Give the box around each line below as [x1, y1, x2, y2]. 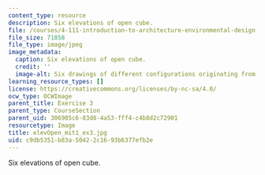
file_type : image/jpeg [8, 41, 83, 49]
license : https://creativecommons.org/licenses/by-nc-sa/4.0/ [8, 84, 217, 93]
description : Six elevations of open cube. [8, 19, 154, 27]
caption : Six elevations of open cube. [15, 56, 147, 64]
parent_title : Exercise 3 [8, 99, 93, 107]
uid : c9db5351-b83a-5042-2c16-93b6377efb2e [8, 136, 154, 144]
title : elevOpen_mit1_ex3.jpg [8, 128, 108, 136]
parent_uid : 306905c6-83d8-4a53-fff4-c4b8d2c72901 [8, 114, 178, 122]
